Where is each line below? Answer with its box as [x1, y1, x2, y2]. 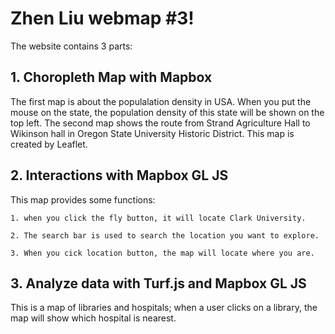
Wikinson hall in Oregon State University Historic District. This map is [10, 127, 295, 139]
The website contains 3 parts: [10, 40, 133, 52]
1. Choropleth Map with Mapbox [10, 69, 213, 86]
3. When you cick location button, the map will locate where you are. [10, 248, 315, 258]
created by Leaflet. [10, 138, 88, 150]
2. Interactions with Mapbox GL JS [10, 167, 229, 184]
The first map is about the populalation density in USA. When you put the [10, 95, 312, 107]
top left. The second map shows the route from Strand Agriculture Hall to [10, 117, 311, 129]
